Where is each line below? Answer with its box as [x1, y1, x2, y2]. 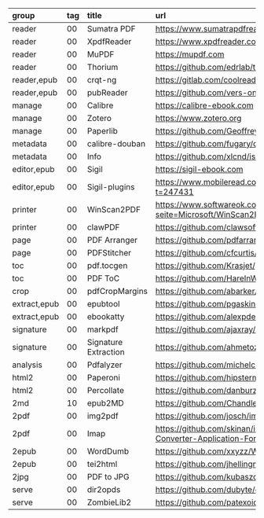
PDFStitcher [86, 248, 132, 258]
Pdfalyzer [86, 359, 123, 370]
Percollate [86, 385, 124, 395]
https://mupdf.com [155, 49, 225, 60]
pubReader [86, 87, 128, 97]
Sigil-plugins [86, 182, 135, 192]
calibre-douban [86, 138, 146, 149]
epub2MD [86, 398, 124, 408]
